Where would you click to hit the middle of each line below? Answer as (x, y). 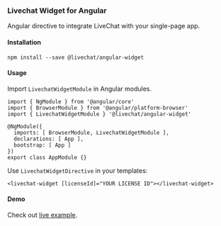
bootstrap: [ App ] (42, 145)
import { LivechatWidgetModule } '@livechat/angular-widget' (100, 114)
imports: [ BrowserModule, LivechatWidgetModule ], (92, 132)
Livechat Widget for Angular (57, 11)
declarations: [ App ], (49, 139)
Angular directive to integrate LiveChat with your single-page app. (104, 26)
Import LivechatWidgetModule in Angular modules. (80, 89)
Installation (24, 42)
